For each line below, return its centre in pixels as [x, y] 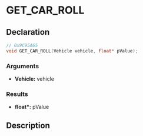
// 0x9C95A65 [22, 45]
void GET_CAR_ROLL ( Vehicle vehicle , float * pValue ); [72, 51]
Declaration [28, 32]
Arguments [23, 66]
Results [17, 94]
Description [28, 125]
